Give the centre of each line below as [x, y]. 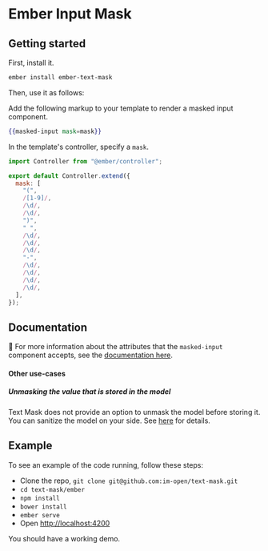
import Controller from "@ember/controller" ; [85, 161]
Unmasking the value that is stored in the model [90, 392]
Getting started [47, 44]
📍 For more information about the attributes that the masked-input [116, 347]
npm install [40, 498]
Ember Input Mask [70, 14]
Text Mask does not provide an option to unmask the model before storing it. [134, 412]
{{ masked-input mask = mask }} [55, 131]
